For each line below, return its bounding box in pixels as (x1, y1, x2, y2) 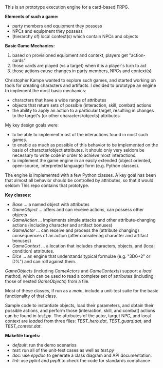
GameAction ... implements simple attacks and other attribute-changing (12, 217, 156, 223)
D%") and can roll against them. (12, 259, 76, 264)
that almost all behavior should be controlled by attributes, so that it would (5, 178, 154, 183)
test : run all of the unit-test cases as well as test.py (12, 348, 114, 353)
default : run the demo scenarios (12, 342, 77, 348)
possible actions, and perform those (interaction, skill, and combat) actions (5, 307, 156, 313)
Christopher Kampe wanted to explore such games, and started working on (5, 78, 156, 83)
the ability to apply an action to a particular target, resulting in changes (12, 107, 154, 113)
